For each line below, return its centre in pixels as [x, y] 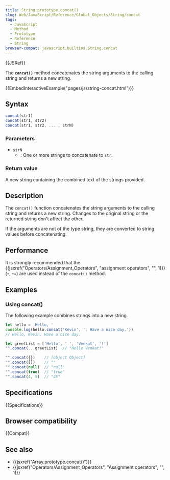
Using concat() [24, 304]
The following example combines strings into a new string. [67, 315]
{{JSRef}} [15, 62]
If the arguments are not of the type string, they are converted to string [80, 229]
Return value [21, 169]
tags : [11, 19]
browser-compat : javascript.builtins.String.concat [61, 48]
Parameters [20, 138]
